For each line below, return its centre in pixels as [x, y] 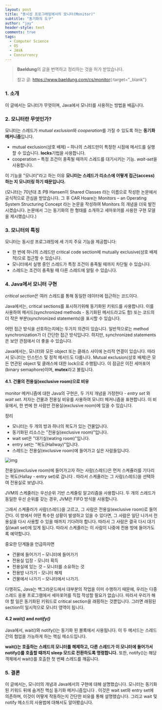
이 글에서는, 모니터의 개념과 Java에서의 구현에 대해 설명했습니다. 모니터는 [75, 684]
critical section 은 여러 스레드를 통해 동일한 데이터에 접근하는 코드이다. [72, 296]
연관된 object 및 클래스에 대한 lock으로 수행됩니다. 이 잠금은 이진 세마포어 [80, 363]
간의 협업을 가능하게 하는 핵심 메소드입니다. [46, 636]
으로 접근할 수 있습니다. [40, 258]
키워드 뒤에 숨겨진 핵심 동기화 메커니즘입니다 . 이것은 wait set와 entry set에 [82, 691]
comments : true [20, 32]
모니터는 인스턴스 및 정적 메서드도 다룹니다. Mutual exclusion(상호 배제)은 [81, 357]
